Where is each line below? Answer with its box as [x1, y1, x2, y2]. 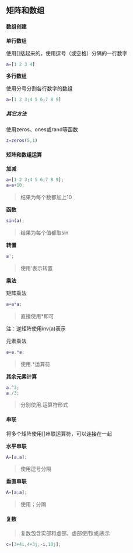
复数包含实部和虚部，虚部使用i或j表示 [20, 530, 110, 537]
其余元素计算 [6, 373, 37, 380]
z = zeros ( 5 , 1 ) [6, 138, 38, 144]
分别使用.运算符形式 [20, 401, 68, 408]
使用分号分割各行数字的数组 [6, 85, 73, 92]
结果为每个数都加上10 [20, 194, 72, 201]
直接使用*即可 [20, 312, 54, 319]
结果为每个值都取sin [20, 229, 69, 236]
